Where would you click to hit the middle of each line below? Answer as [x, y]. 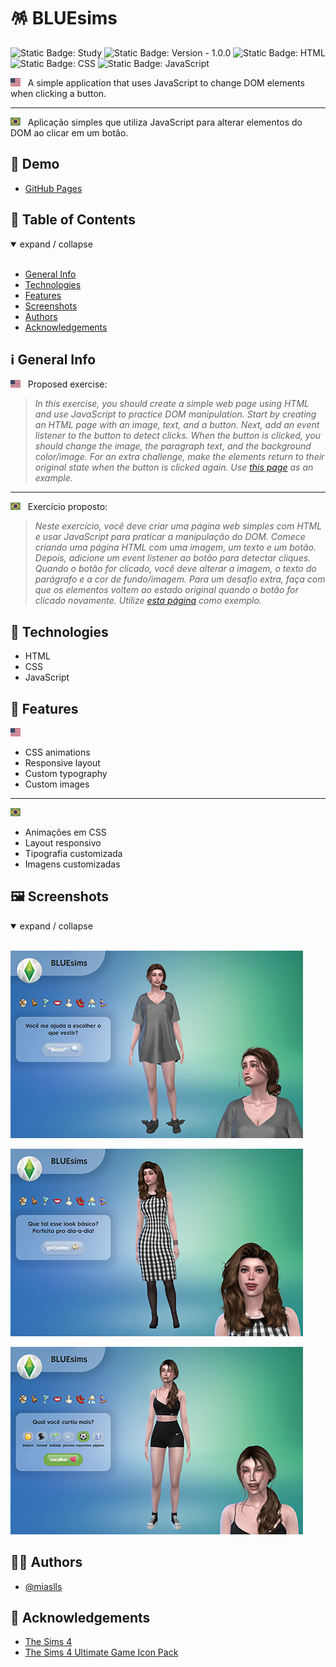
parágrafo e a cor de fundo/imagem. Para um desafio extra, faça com [180, 579]
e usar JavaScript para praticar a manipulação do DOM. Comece [170, 537]
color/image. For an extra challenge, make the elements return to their [179, 457]
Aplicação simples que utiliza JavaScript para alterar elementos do [165, 122]
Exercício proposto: [67, 507]
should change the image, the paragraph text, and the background [173, 446]
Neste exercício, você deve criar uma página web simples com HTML [178, 526]
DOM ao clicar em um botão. [69, 132]
